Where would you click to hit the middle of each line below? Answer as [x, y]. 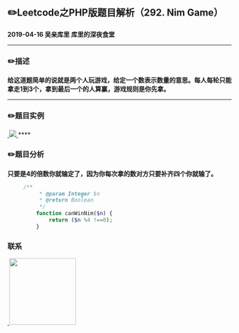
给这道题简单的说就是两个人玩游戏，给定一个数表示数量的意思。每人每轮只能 [119, 80]
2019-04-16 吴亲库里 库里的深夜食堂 [61, 34]
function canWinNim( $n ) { [74, 214]
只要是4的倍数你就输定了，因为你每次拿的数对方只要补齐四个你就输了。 [112, 173]
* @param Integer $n [69, 194]
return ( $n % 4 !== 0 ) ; [81, 220]
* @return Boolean [66, 200]
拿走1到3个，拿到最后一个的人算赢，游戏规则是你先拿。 [89, 89]
